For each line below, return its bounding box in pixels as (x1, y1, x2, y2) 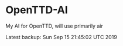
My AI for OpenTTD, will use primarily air (5, 22, 103, 29)
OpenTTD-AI (5, 3, 68, 17)
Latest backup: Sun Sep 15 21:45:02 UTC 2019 (5, 33, 118, 40)
